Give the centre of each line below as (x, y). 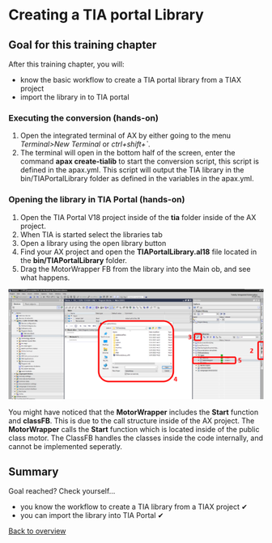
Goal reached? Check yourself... (62, 491)
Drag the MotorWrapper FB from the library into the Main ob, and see (135, 269)
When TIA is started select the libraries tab (91, 234)
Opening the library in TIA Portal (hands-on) (97, 200)
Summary (34, 472)
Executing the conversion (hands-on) (84, 117)
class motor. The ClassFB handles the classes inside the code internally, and (136, 438)
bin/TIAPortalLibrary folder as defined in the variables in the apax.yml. (137, 179)
